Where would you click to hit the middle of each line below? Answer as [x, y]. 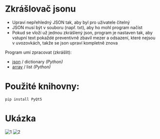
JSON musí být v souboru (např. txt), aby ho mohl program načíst [77, 27]
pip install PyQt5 [24, 99]
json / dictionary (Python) [37, 62]
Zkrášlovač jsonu [40, 9]
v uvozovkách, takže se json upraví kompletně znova [65, 43]
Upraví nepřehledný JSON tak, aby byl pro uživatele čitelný [71, 22]
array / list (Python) [31, 67]
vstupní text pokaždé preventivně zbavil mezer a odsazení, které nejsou [84, 38]
